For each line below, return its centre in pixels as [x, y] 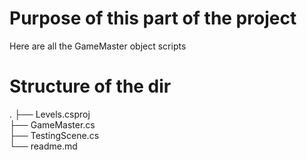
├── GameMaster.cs [52, 124]
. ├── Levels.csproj [50, 114]
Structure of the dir [90, 86]
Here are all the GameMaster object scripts [98, 46]
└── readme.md [43, 146]
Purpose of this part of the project [153, 18]
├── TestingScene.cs [54, 135]
